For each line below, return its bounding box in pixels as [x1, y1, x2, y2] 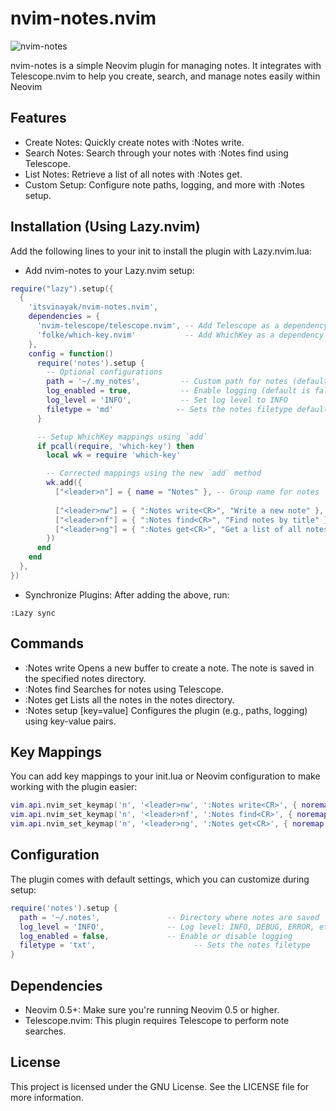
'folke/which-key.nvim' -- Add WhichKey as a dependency [36, 330, 325, 340]
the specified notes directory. [24, 672, 147, 684]
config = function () [28, 348, 114, 359]
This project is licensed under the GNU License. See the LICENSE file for [10, 1080, 310, 1092]
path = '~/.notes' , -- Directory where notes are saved [19, 912, 320, 922]
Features [10, 110, 67, 127]
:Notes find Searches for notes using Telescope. [24, 683, 225, 695]
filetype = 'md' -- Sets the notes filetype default [46, 404, 329, 414]
